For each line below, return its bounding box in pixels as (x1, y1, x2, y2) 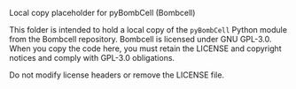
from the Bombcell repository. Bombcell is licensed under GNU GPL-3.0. (9, 34, 272, 44)
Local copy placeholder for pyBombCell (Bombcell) (9, 8, 196, 18)
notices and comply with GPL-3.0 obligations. (9, 53, 175, 63)
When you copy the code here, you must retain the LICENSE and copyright (9, 43, 282, 54)
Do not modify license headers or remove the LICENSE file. (9, 70, 224, 80)
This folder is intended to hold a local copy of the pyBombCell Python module (9, 25, 288, 34)
